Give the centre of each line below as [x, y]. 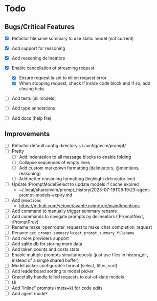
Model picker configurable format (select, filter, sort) [65, 266]
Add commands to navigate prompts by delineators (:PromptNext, [78, 216]
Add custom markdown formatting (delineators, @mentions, [79, 168]
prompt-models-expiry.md [45, 195]
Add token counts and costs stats [45, 249]
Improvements [27, 134]
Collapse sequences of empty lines [55, 162]
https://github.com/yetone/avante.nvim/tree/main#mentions [79, 205]
